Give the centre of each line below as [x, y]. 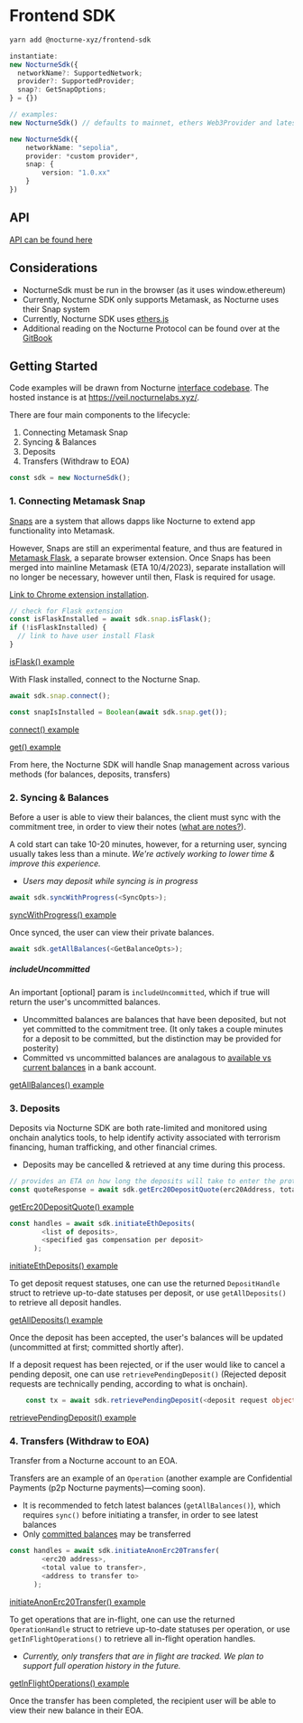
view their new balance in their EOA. [77, 1710]
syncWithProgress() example [63, 915]
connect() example [44, 730]
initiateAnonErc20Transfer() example [78, 1602]
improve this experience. [55, 863]
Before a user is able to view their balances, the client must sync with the [145, 817]
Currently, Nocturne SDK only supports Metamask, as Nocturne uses [151, 299]
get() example [35, 747]
